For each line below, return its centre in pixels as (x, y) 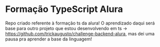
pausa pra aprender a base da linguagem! (49, 39)
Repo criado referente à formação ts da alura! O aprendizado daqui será (80, 23)
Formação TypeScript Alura (64, 9)
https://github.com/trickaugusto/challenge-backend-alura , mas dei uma (80, 33)
